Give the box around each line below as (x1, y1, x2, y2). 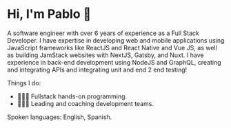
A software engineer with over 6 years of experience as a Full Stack (7, 29, 200, 37)
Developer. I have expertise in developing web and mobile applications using (7, 36, 225, 44)
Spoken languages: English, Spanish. (7, 113, 112, 121)
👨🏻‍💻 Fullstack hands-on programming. (17, 92, 128, 100)
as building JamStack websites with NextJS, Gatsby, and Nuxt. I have (7, 51, 204, 59)
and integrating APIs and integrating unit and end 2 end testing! (7, 65, 188, 74)
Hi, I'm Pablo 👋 (7, 6, 92, 22)
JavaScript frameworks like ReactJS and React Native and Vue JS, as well (7, 43, 217, 52)
